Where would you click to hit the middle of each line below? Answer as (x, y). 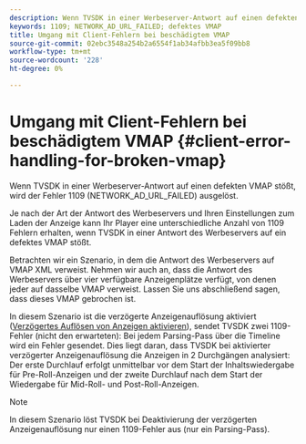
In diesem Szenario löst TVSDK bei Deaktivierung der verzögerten (133, 419)
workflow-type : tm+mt (51, 52)
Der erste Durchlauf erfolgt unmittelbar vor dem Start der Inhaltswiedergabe (152, 365)
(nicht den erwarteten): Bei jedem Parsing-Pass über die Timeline (158, 336)
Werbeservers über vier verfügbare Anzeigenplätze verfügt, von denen (143, 279)
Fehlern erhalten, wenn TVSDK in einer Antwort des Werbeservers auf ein (148, 232)
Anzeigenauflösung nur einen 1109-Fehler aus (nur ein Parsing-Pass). (140, 429)
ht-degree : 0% (36, 69)
